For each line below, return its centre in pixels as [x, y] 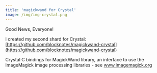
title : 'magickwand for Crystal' [41, 10]
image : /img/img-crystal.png [36, 15]
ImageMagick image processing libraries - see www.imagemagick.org [79, 65]
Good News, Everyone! [30, 29]
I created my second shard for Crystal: [46, 39]
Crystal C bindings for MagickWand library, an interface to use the [75, 59]
